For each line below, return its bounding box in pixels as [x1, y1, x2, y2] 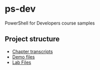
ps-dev [5, 3, 36, 15]
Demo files [12, 54, 35, 60]
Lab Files [12, 59, 31, 65]
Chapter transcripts [12, 48, 53, 54]
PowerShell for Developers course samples [5, 20, 95, 26]
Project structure [5, 35, 60, 43]
